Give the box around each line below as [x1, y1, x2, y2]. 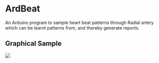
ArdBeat [5, 3, 40, 14]
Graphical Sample [5, 39, 62, 48]
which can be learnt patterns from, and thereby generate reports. [5, 24, 140, 30]
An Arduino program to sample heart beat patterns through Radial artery [5, 19, 154, 25]
